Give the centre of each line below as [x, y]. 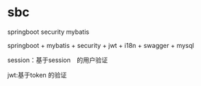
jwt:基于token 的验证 [37, 75]
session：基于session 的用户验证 [58, 60]
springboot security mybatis [48, 32]
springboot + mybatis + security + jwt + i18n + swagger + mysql [101, 45]
